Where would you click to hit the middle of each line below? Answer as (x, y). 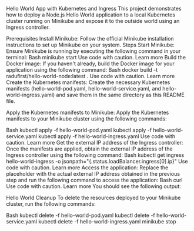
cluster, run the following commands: (51, 204)
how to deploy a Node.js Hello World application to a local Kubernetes (91, 15)
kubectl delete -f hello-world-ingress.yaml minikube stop (107, 222)
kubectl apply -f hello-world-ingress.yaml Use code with (106, 136)
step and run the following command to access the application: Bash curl (94, 180)
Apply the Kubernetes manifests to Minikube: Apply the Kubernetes (88, 112)
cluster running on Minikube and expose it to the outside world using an (93, 21)
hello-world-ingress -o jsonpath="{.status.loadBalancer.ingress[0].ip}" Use (97, 161)
